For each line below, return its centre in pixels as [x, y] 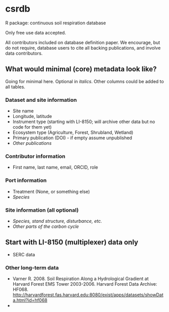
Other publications [32, 143]
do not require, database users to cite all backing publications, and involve [83, 48]
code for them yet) [32, 127]
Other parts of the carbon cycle [46, 226]
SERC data [24, 254]
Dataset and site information [41, 100]
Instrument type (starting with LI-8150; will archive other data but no [84, 122]
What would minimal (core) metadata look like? [81, 69]
